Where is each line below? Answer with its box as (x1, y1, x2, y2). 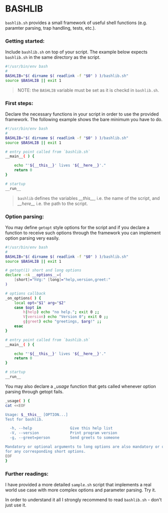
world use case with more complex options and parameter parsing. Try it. (5, 487, 156, 493)
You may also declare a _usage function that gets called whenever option (5, 383, 156, 389)
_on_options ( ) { (5, 295, 41, 300)
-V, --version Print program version (9, 431, 117, 436)
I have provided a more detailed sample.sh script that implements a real (5, 481, 151, 487)
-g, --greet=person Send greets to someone (9, 435, 120, 440)
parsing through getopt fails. (5, 388, 64, 394)
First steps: (5, 99, 33, 107)
